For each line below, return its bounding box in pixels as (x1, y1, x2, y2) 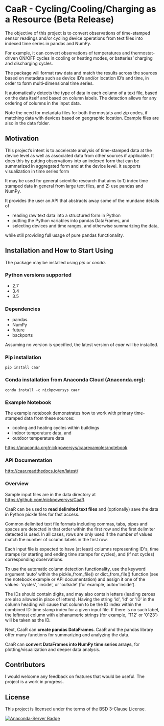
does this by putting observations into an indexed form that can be (5, 158, 140, 164)
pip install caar (5, 365, 41, 370)
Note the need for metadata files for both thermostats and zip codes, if (5, 109, 148, 116)
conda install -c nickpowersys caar (5, 387, 80, 393)
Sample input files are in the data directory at (5, 491, 96, 497)
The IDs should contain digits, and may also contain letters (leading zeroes (5, 591, 156, 597)
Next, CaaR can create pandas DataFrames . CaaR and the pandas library (5, 626, 153, 632)
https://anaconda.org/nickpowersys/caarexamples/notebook (5, 445, 128, 451)
